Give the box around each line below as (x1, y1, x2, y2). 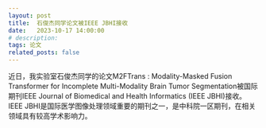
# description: (8, 33, 59, 42)
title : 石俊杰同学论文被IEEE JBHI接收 (8, 19, 129, 27)
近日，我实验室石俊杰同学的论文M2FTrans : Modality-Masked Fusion (8, 72, 233, 80)
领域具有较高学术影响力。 (8, 111, 92, 120)
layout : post (8, 11, 52, 20)
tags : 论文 (8, 41, 42, 49)
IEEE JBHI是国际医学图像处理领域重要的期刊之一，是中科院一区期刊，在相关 (8, 101, 256, 111)
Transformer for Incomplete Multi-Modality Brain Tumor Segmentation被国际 (8, 81, 258, 91)
